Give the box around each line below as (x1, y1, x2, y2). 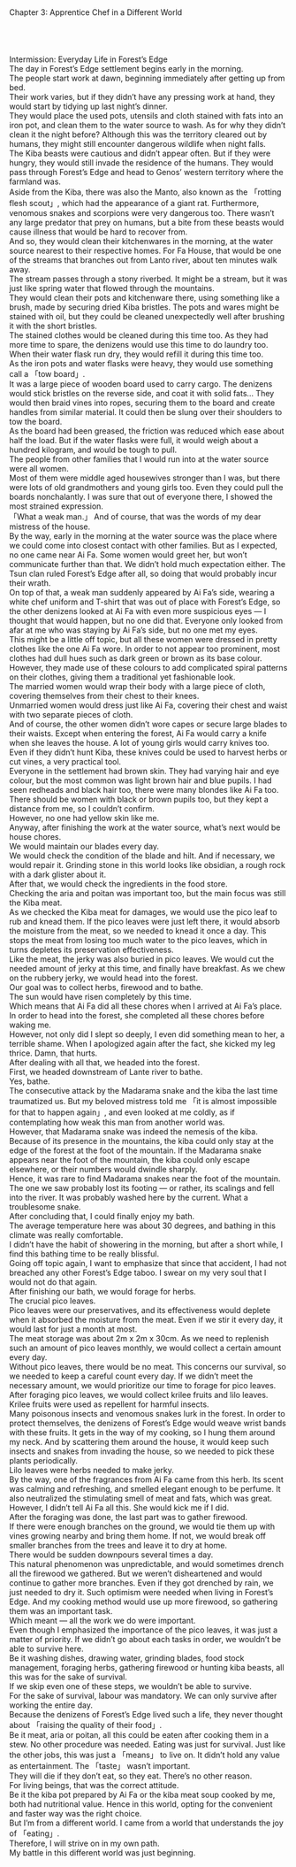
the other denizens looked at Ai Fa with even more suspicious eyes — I (9, 606, 267, 616)
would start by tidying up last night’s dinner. (9, 101, 168, 111)
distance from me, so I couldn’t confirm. (9, 803, 155, 814)
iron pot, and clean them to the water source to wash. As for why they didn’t (9, 120, 286, 130)
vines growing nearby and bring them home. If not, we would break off (9, 1531, 267, 1540)
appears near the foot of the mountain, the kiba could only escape (9, 1155, 250, 1164)
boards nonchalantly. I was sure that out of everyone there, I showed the (9, 492, 273, 502)
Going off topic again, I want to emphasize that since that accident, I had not (9, 1258, 287, 1268)
